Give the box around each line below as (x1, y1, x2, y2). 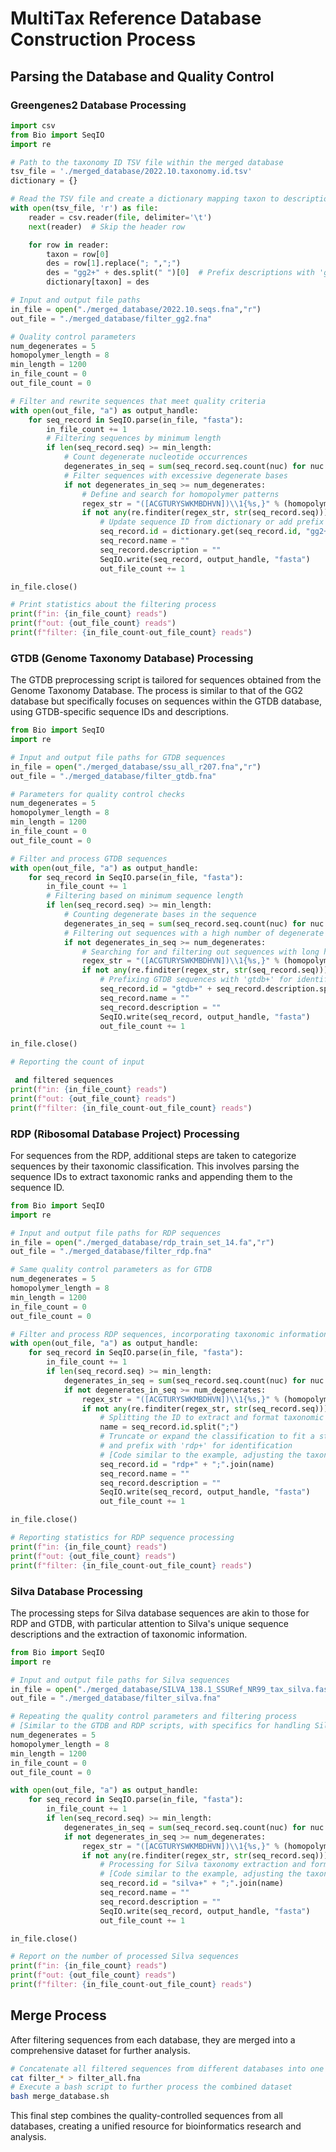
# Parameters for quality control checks (10, 789, 186, 799)
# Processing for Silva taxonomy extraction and (99, 1860, 307, 1870)
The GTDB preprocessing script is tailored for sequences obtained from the (10, 674, 322, 686)
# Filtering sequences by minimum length (46, 433, 222, 444)
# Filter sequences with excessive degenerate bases (63, 470, 288, 481)
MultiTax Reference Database (10, 7, 262, 30)
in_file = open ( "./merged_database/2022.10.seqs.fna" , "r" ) (10, 304, 262, 314)
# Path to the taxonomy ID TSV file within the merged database (10, 157, 284, 167)
